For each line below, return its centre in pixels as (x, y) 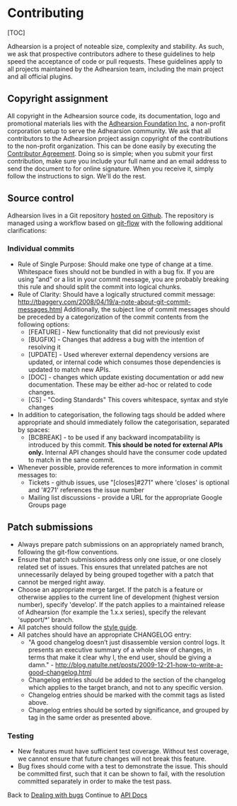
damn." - (41, 664)
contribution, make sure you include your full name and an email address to (117, 161)
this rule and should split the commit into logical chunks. (99, 286)
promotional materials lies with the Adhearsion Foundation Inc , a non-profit (116, 123)
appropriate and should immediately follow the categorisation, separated (123, 422)
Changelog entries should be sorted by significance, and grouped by (128, 710)
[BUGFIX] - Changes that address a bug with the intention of (116, 339)
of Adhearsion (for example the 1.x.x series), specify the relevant (112, 612)
